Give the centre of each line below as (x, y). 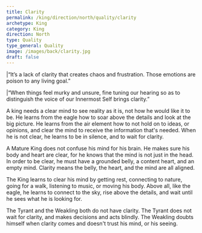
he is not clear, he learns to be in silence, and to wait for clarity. (85, 137)
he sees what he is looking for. (44, 198)
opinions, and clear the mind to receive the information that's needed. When (101, 130)
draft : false (23, 57)
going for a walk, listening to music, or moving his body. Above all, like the (98, 186)
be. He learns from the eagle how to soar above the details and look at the (99, 117)
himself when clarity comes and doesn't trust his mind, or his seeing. (92, 223)
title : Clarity (25, 12)
